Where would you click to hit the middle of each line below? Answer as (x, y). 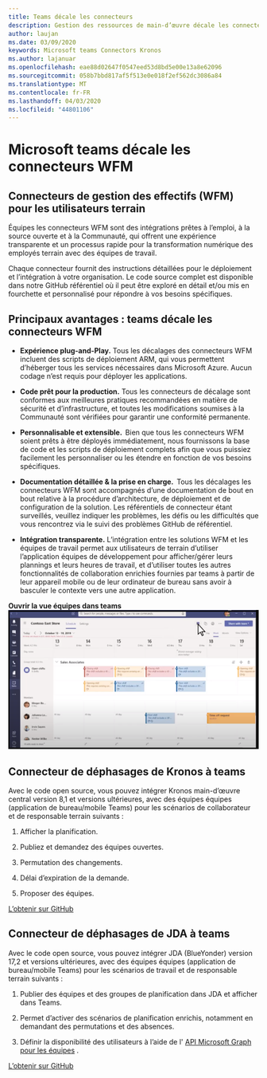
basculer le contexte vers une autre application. (98, 591)
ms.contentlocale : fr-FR (49, 92)
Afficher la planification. (59, 832)
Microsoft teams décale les (100, 150)
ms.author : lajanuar (43, 59)
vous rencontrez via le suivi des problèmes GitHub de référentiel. (126, 524)
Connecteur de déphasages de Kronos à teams (127, 771)
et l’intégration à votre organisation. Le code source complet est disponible (131, 277)
